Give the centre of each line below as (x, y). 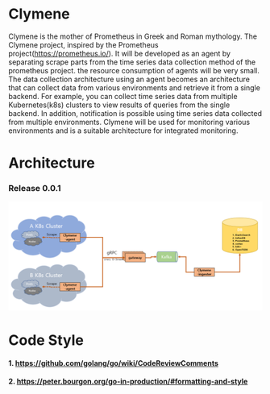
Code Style (46, 340)
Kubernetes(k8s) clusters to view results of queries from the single (119, 105)
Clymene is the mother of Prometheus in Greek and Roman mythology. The (133, 36)
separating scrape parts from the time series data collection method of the (132, 62)
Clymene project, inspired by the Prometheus (83, 44)
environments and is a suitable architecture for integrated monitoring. (123, 131)
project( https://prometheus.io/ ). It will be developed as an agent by (120, 53)
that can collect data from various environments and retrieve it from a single (134, 87)
